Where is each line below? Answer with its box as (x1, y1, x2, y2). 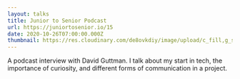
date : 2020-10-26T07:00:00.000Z (7, 30, 104, 38)
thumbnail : (7, 37, 40, 44)
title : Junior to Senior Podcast (7, 17, 107, 24)
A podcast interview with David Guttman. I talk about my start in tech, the (7, 56, 223, 65)
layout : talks (7, 10, 50, 18)
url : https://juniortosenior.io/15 (7, 23, 114, 31)
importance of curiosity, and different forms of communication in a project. (7, 64, 227, 73)
